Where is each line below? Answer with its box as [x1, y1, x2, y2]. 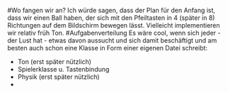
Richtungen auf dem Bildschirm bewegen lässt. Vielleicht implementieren [7, 21, 221, 29]
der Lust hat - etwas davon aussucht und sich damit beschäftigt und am [7, 36, 217, 45]
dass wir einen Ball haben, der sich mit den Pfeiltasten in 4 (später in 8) [7, 13, 215, 22]
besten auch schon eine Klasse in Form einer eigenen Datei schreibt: [7, 44, 207, 52]
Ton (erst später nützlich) [17, 58, 92, 66]
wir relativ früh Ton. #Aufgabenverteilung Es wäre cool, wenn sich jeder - [7, 28, 221, 37]
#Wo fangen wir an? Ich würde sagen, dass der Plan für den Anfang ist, [7, 6, 216, 14]
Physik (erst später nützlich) [17, 72, 101, 81]
